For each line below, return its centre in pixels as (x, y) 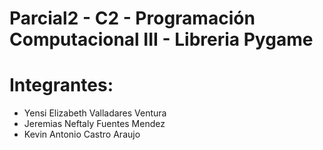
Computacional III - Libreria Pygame (161, 39)
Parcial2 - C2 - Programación (132, 18)
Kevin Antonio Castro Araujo (82, 134)
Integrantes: (61, 85)
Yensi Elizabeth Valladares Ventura (95, 113)
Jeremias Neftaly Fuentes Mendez (94, 124)
